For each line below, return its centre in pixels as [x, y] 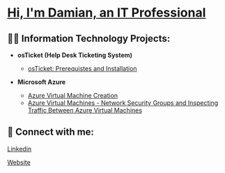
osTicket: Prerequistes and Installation [82, 68]
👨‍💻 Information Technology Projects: [89, 39]
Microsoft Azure [41, 82]
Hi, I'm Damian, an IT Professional [107, 13]
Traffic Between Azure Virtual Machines [85, 110]
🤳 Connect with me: [51, 132]
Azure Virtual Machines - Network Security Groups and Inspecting [123, 103]
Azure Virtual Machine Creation [73, 96]
